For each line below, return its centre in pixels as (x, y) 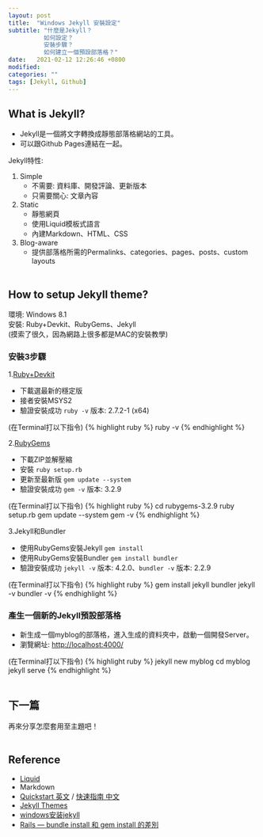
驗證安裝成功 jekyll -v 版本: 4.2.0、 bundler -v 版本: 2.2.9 (115, 568)
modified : (25, 67)
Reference (34, 760)
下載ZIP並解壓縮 (46, 459)
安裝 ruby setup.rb (51, 470)
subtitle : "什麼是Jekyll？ (50, 30)
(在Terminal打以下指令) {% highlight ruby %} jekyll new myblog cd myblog (130, 661)
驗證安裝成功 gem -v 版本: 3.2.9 (71, 489)
